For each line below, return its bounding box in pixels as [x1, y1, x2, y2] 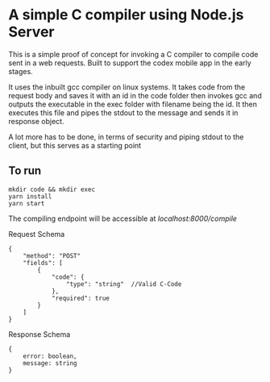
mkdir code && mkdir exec [8, 185, 95, 193]
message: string [23, 359, 78, 367]
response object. [8, 116, 64, 126]
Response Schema [8, 329, 71, 339]
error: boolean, [23, 352, 78, 360]
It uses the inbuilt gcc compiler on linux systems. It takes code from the [8, 82, 246, 92]
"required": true [51, 294, 110, 302]
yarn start [8, 199, 45, 207]
